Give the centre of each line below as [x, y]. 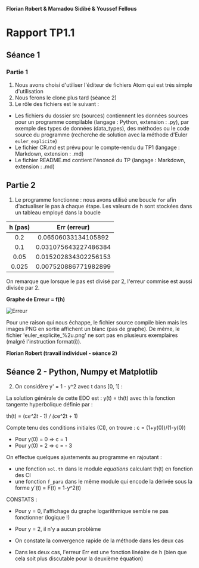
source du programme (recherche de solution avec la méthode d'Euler [101, 135]
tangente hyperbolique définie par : [50, 404]
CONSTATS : [22, 499]
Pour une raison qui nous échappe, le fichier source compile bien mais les [97, 322]
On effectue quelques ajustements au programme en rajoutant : [84, 457]
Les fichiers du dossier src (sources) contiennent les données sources [101, 116]
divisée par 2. [23, 287]
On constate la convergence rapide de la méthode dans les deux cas [99, 540]
